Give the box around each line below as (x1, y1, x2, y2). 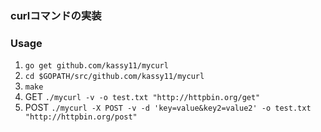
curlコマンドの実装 (10, 8, 102, 22)
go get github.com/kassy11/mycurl (24, 61, 169, 71)
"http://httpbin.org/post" (24, 112, 138, 122)
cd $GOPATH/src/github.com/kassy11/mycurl (24, 72, 205, 82)
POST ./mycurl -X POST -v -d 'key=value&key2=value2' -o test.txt (24, 102, 312, 114)
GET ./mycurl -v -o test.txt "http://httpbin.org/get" (24, 91, 261, 103)
